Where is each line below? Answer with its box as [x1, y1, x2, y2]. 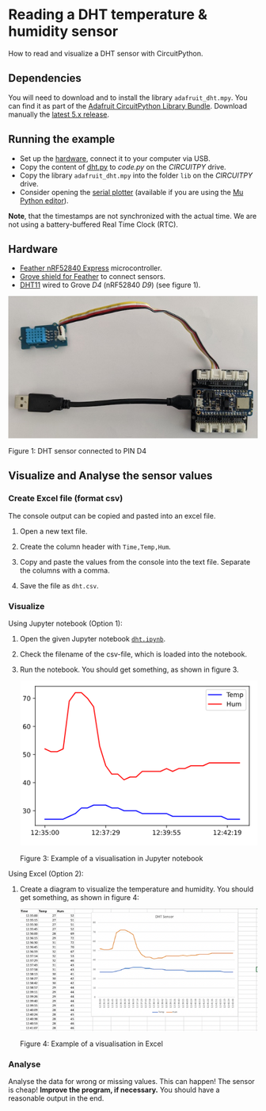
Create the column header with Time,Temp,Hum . [19, 542, 172, 551]
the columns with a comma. [19, 565, 110, 575]
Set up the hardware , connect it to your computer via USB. [19, 153, 211, 163]
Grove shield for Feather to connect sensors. [19, 272, 166, 282]
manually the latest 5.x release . [8, 109, 109, 119]
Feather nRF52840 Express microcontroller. [19, 263, 162, 273]
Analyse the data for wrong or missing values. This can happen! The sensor [8, 1077, 255, 1086]
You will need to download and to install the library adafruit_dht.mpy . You [8, 93, 248, 102]
